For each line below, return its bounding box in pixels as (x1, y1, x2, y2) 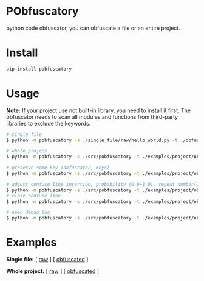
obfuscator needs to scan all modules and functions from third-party (6, 113, 178, 120)
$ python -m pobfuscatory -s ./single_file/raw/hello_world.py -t (6, 137, 178, 143)
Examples (6, 236, 57, 249)
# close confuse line (6, 193, 61, 199)
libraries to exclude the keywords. (6, 119, 91, 127)
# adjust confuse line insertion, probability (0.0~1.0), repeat (6, 181, 175, 187)
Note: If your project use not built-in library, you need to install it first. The (6, 107, 191, 114)
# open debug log (6, 209, 50, 216)
